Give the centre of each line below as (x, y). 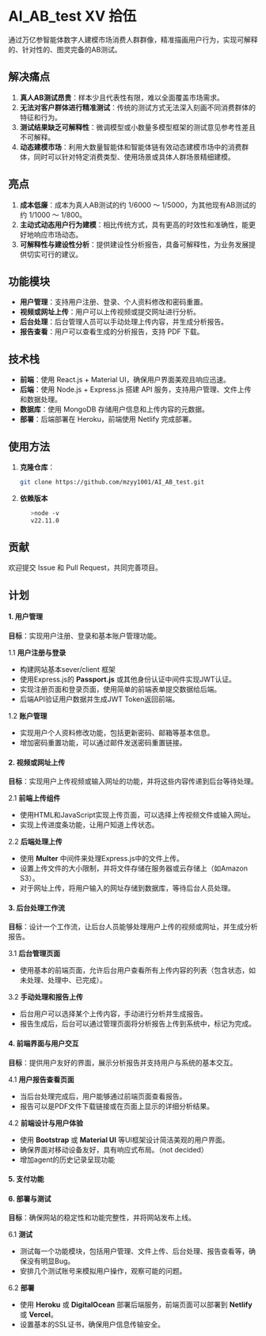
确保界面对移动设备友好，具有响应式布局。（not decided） (114, 1149)
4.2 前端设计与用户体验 (46, 1123)
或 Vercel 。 (38, 1315)
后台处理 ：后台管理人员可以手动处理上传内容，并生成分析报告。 (123, 322)
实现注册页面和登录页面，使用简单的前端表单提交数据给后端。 (120, 689)
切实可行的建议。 (55, 254)
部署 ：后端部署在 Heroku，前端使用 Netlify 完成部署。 (108, 419)
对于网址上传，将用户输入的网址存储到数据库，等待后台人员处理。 (127, 888)
